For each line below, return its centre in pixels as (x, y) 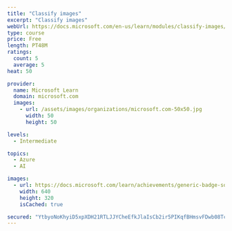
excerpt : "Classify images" (48, 20)
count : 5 (26, 59)
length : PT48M (28, 46)
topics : (18, 153)
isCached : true (41, 204)
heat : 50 (20, 71)
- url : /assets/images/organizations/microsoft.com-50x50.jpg (111, 110)
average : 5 (29, 65)
